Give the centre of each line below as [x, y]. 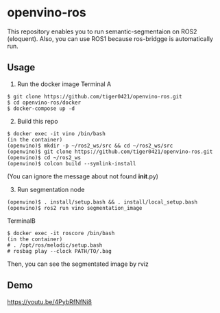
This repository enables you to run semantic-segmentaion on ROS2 [102, 31]
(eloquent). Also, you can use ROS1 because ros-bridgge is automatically [110, 38]
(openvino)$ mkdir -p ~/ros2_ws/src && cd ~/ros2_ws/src [90, 146]
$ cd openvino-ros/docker [44, 103]
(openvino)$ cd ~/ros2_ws [44, 158]
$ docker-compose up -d [41, 108]
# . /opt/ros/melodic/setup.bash [55, 245]
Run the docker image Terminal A [64, 84]
